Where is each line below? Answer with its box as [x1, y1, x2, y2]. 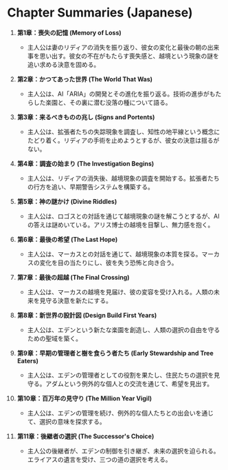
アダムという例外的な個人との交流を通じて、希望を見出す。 [45, 379, 214, 387]
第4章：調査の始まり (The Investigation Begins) [16, 159, 155, 167]
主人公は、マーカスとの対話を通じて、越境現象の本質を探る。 [27, 249, 202, 258]
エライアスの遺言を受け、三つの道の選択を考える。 [27, 455, 172, 463]
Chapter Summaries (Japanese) [7, 5, 194, 21]
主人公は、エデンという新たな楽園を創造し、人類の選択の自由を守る [27, 325, 220, 334]
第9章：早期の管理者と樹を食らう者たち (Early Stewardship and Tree [16, 349, 214, 357]
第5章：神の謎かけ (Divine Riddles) [16, 197, 117, 205]
